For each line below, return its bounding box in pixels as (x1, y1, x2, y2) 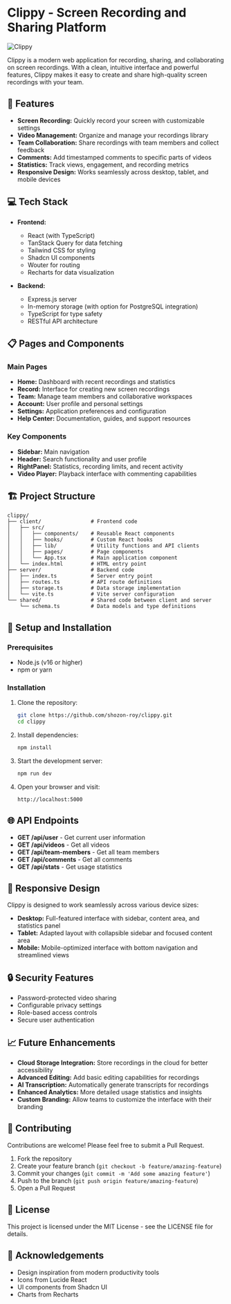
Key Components (7, 432, 67, 441)
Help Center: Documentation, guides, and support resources (17, 414, 192, 423)
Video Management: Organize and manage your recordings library (17, 131, 209, 139)
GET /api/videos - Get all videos (17, 841, 110, 849)
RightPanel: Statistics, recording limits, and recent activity (17, 462, 183, 470)
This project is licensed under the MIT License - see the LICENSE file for (7, 1222, 213, 1231)
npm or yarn (17, 665, 53, 674)
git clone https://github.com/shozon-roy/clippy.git (17, 712, 173, 719)
